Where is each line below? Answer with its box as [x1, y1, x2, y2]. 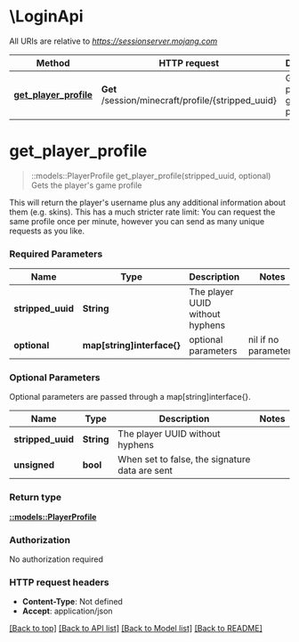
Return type [9, 492, 62, 504]
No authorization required [9, 554, 104, 565]
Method [36, 56, 70, 69]
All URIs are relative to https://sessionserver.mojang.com [9, 36, 218, 46]
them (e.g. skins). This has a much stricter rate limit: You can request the [9, 207, 276, 217]
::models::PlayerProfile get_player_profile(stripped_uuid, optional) [30, 170, 271, 181]
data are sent [117, 465, 174, 477]
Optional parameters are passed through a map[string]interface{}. [9, 392, 251, 402]
